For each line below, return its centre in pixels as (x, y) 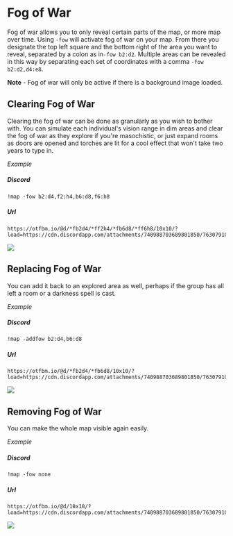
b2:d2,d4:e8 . (25, 69)
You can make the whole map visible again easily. (78, 428)
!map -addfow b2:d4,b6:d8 (44, 339)
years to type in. (31, 150)
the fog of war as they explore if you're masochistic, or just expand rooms (113, 135)
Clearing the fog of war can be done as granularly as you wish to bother (110, 121)
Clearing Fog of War (51, 104)
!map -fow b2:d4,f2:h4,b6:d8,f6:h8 (59, 196)
